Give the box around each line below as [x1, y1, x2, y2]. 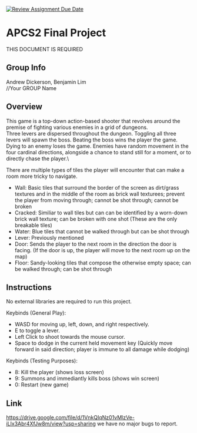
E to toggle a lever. [14, 327, 60, 334]
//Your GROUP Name [6, 84, 57, 91]
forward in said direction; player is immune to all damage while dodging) [14, 346, 190, 353]
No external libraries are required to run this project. [6, 298, 132, 305]
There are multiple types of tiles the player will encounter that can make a [6, 166, 185, 173]
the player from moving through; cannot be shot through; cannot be [14, 196, 179, 203]
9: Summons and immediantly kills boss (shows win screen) [14, 375, 160, 382]
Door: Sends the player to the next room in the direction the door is [14, 240, 177, 247]
